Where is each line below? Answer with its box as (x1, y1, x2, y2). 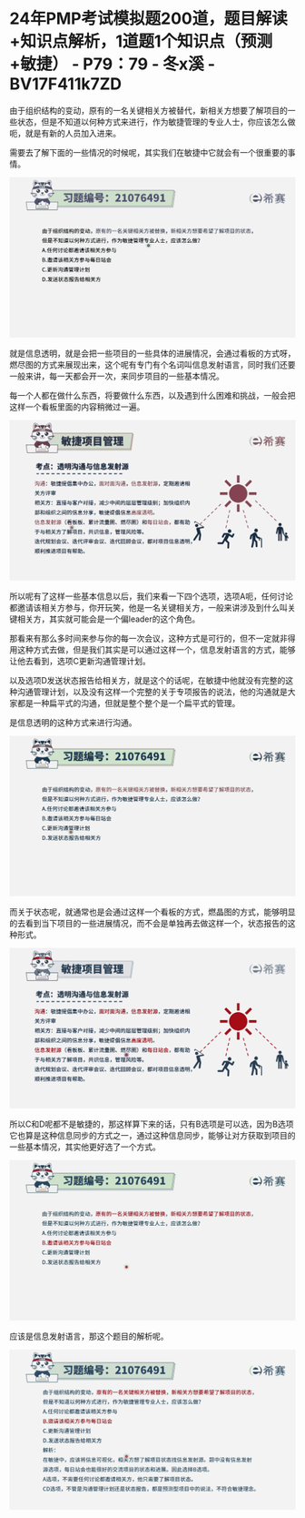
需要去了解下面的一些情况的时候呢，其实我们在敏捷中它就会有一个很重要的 (9, 147, 288, 157)
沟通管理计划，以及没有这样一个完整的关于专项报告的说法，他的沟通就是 (16, 686, 288, 697)
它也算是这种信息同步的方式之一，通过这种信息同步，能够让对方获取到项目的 (9, 1130, 296, 1140)
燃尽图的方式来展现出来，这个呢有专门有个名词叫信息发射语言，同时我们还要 (9, 359, 296, 369)
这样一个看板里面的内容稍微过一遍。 (9, 401, 145, 412)
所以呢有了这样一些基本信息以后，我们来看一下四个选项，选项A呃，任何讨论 (9, 591, 293, 602)
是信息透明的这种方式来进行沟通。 (9, 716, 137, 728)
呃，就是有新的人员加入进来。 (9, 127, 121, 138)
